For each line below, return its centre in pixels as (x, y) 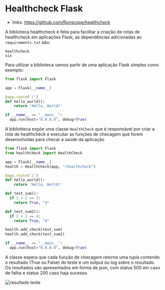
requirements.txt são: (28, 42)
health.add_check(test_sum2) (35, 234)
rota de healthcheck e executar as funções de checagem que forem (74, 134)
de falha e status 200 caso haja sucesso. (47, 273)
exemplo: (14, 70)
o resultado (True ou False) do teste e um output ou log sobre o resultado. (80, 262)
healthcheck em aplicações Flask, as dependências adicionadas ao (73, 37)
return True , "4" (32, 221)
